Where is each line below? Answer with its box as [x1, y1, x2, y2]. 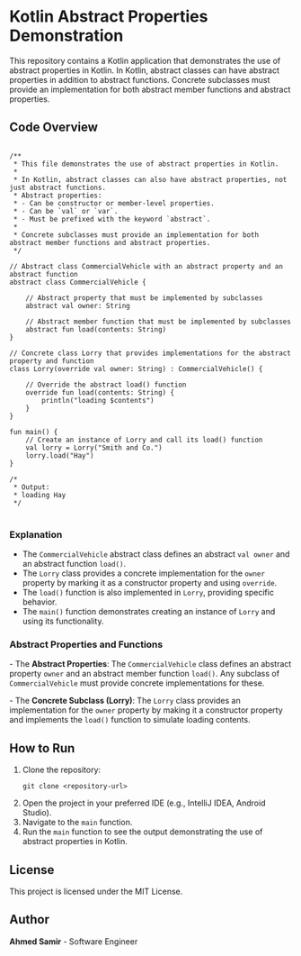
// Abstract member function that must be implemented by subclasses [25, 317, 292, 326]
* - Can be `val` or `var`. [13, 206, 119, 215]
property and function [9, 356, 94, 366]
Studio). [22, 807, 52, 818]
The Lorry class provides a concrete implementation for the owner [22, 568, 265, 578]
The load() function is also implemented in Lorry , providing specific [22, 587, 274, 598]
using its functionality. [22, 615, 104, 627]
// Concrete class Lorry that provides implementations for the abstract [9, 349, 292, 358]
